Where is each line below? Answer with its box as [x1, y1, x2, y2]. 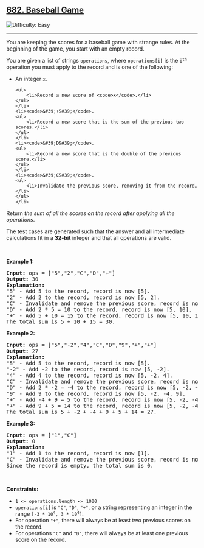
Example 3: [6, 420, 35, 427]
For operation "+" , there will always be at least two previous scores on [15, 516, 191, 524]
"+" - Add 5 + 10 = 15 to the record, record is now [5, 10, [6, 312, 192, 319]
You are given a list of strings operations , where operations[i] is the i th [6, 57, 187, 64]
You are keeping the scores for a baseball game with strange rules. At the [6, 38, 190, 46]
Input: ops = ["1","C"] [6, 432, 77, 438]
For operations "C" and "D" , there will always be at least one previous [15, 529, 188, 536]
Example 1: [6, 258, 35, 265]
